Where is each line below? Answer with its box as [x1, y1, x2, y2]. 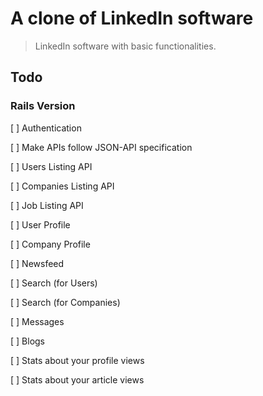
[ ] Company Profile [10, 238, 91, 250]
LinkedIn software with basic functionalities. [34, 40, 217, 52]
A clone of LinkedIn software [10, 7, 254, 30]
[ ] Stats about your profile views [10, 354, 145, 366]
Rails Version [10, 99, 76, 113]
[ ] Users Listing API [10, 160, 93, 172]
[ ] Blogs [10, 335, 46, 347]
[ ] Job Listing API [10, 199, 84, 211]
